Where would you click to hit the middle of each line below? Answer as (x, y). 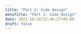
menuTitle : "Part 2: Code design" (41, 14)
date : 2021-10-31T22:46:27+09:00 (40, 19)
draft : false (19, 24)
